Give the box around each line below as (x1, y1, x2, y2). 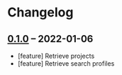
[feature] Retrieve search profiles (17, 59, 115, 68)
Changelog (7, 4, 74, 21)
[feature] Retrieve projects (17, 51, 95, 60)
